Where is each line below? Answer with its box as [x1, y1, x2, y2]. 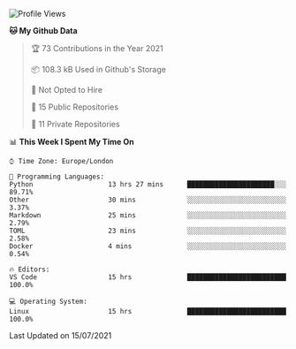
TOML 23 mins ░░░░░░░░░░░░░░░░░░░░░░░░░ [9, 226, 287, 235]
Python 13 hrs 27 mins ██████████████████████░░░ [9, 180, 287, 189]
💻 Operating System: [9, 297, 88, 306]
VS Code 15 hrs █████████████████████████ [9, 273, 287, 282]
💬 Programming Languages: [9, 172, 104, 181]
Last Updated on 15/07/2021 [9, 330, 112, 340]
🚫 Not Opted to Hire [30, 85, 103, 95]
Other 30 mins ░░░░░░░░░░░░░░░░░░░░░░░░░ [9, 195, 287, 204]
